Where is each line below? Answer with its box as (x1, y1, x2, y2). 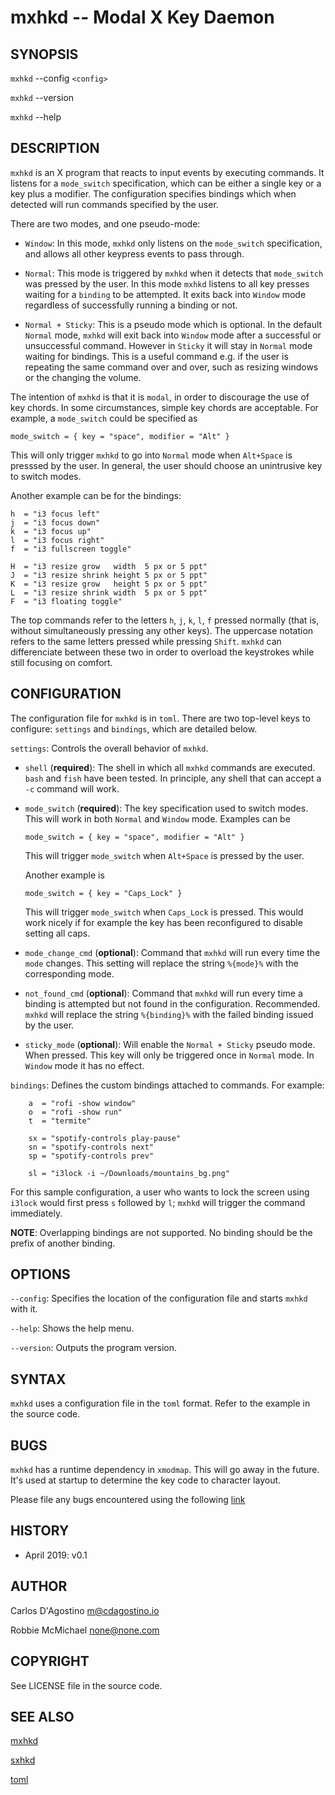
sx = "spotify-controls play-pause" (28, 1133, 182, 1143)
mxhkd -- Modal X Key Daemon (10, 6, 275, 29)
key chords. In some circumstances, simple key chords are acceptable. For (10, 401, 319, 413)
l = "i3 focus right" (10, 535, 105, 545)
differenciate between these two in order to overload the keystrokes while (10, 646, 315, 658)
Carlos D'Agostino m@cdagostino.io (10, 1604, 160, 1616)
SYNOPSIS (10, 46, 79, 63)
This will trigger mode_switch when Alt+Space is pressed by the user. (24, 849, 305, 861)
